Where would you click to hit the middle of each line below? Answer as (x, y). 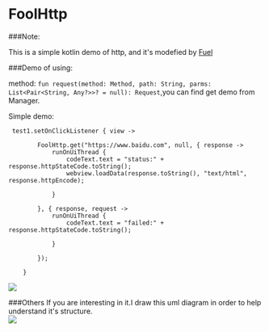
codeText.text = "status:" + (115, 159)
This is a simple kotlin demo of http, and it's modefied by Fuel (111, 52)
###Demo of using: (40, 67)
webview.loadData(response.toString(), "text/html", (157, 173)
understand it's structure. (50, 311)
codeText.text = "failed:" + (115, 223)
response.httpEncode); (46, 180)
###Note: (24, 36)
